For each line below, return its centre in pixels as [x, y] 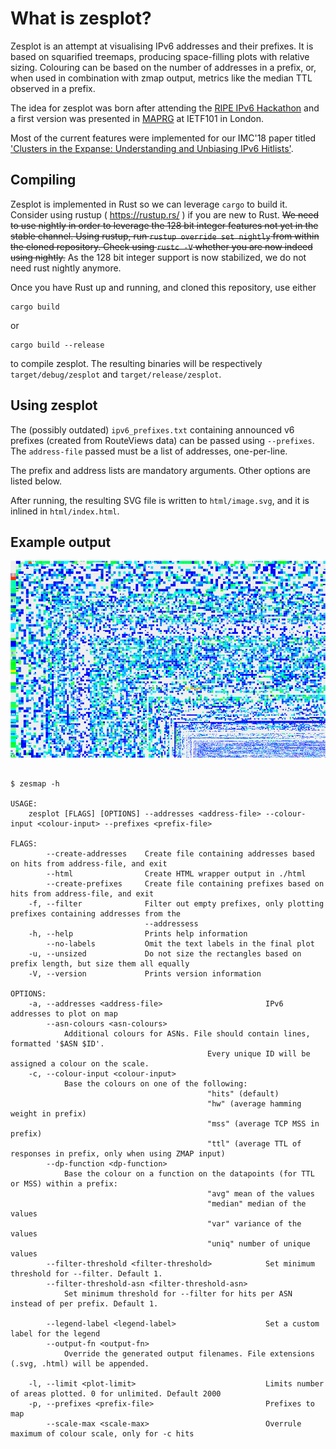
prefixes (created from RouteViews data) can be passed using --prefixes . [162, 440]
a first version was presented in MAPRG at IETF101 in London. [137, 118]
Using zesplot [54, 405]
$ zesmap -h [35, 784]
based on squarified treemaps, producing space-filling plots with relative [160, 56]
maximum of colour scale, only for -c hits [102, 1434]
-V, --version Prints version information [145, 974]
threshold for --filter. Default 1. [86, 1274]
